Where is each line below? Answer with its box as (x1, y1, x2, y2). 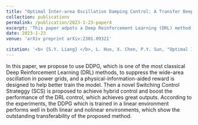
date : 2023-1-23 (6, 31, 46, 36)
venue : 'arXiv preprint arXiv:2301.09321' (6, 36, 112, 42)
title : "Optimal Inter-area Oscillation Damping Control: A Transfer (6, 8, 181, 15)
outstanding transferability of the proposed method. (6, 112, 132, 119)
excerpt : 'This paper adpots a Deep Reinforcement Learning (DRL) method (6, 25, 192, 31)
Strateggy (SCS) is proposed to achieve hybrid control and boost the (6, 87, 173, 94)
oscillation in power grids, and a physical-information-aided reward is (6, 75, 175, 82)
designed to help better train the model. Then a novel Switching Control (6, 81, 180, 88)
